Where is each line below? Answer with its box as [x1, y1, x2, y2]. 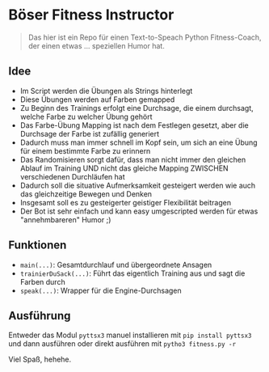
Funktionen [8, 239, 67, 252]
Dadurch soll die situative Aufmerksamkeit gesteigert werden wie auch [19, 180, 256, 190]
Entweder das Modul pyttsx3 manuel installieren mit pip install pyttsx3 [8, 330, 252, 340]
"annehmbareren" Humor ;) [19, 214, 111, 224]
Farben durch [19, 277, 66, 286]
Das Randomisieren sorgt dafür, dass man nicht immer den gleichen [19, 154, 246, 164]
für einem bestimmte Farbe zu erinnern [19, 146, 151, 155]
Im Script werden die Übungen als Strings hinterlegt [19, 86, 193, 95]
